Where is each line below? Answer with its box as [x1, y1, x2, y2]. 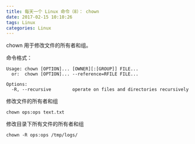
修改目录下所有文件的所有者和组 [6, 120, 84, 128]
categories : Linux [6, 25, 51, 31]
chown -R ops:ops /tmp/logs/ [6, 132, 78, 138]
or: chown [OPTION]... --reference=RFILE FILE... [11, 71, 139, 77]
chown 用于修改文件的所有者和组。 [6, 42, 92, 49]
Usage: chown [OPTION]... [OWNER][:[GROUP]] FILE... [6, 66, 139, 72]
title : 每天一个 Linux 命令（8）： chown [6, 8, 99, 15]
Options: [6, 82, 28, 88]
